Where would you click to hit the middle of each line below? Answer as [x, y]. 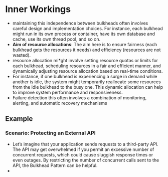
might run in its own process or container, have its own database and [84, 34]
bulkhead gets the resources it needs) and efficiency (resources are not [87, 50]
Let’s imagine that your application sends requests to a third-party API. [86, 144]
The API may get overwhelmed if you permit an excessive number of [83, 149]
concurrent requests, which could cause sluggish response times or [83, 154]
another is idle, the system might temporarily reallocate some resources [87, 82]
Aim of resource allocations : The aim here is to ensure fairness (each [85, 44]
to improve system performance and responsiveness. [67, 92]
